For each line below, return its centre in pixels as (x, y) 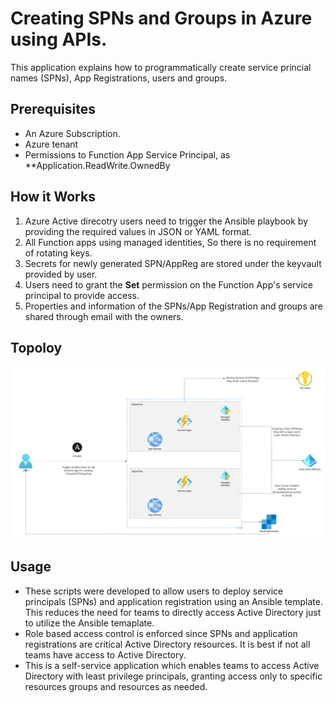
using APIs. (59, 39)
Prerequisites (53, 109)
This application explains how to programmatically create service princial (161, 67)
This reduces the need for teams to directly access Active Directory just (173, 612)
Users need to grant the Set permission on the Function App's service (169, 284)
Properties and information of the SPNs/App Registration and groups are (173, 306)
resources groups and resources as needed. (116, 686)
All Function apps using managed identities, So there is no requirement (170, 242)
